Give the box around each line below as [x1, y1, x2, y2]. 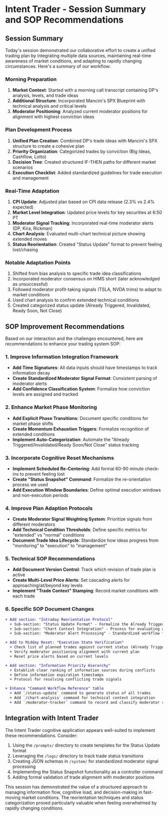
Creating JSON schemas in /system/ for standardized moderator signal [12, 758, 158, 764]
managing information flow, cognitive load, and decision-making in [5, 789, 142, 795]
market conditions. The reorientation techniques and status [21, 794, 143, 800]
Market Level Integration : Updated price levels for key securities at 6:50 [12, 209, 162, 215]
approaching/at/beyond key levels [12, 582, 83, 589]
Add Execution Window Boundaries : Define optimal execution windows [12, 487, 161, 493]
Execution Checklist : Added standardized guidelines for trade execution [12, 169, 162, 176]
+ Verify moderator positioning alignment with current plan [9, 649, 140, 654]
